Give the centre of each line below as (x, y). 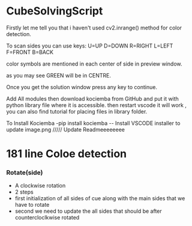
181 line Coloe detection (67, 154)
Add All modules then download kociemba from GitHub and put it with (92, 99)
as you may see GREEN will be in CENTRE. (59, 75)
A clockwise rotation (40, 186)
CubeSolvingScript (55, 11)
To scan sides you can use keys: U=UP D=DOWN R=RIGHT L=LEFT (90, 46)
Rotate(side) (25, 173)
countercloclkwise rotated (47, 218)
